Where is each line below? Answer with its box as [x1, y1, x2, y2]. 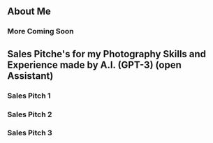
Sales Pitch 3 [7, 128, 52, 138]
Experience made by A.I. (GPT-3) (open [7, 59, 182, 70]
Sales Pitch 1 [7, 91, 51, 100]
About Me [7, 6, 51, 17]
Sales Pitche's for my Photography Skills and [7, 48, 207, 60]
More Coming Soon [7, 27, 75, 36]
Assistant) [7, 70, 54, 82]
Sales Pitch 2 [7, 110, 52, 119]
